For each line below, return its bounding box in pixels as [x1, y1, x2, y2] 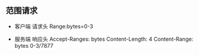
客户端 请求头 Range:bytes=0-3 [14, 23, 93, 30]
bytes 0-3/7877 [14, 42, 54, 49]
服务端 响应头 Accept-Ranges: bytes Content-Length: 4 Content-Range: [14, 35, 194, 42]
